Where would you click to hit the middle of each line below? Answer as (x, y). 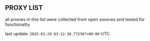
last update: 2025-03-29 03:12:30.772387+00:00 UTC (57, 33)
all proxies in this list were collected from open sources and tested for (75, 19)
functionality (18, 24)
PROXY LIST (24, 8)
